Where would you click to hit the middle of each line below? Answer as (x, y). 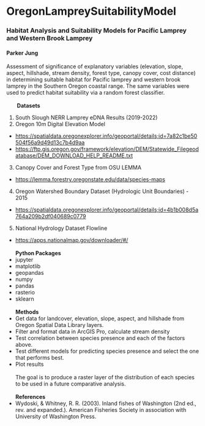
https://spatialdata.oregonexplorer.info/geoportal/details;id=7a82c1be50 (106, 136)
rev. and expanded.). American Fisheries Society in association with (101, 410)
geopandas (29, 273)
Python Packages (38, 253)
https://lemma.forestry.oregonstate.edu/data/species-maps (90, 179)
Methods (27, 312)
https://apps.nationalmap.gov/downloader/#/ (72, 240)
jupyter (24, 260)
